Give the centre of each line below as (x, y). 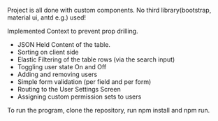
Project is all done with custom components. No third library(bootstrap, (109, 10)
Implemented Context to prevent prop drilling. (73, 31)
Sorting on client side (48, 52)
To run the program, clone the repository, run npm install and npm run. (109, 110)
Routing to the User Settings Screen (69, 89)
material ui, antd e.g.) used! (46, 17)
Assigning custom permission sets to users (79, 97)
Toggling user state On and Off (62, 67)
